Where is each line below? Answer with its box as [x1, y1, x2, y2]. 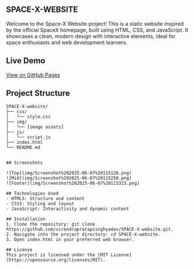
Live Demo [6, 56, 46, 66]
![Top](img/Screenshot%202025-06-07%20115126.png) [6, 170, 132, 176]
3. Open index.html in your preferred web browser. [6, 237, 134, 243]
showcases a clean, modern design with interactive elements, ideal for [6, 32, 176, 40]
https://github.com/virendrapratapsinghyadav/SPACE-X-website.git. [6, 226, 174, 233]
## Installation [6, 216, 46, 222]
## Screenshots [6, 160, 43, 166]
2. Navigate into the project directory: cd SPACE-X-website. [6, 232, 161, 237]
